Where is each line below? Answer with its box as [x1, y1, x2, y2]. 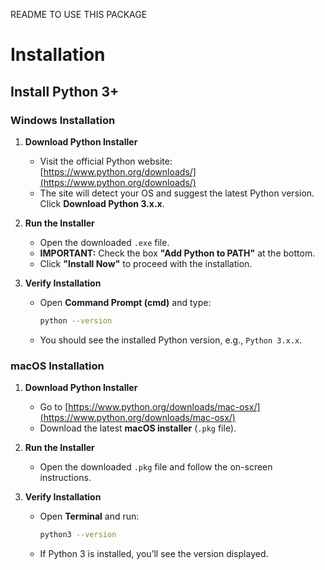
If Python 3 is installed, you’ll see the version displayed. [39, 547, 269, 559]
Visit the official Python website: [39, 155, 173, 167]
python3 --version [39, 530, 117, 540]
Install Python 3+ [10, 83, 120, 100]
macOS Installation [10, 359, 105, 373]
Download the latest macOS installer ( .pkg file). [39, 422, 237, 434]
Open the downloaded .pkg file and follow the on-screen [39, 461, 273, 473]
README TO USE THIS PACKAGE [10, 9, 148, 20]
